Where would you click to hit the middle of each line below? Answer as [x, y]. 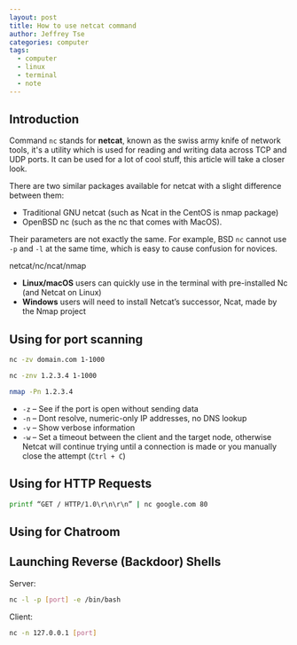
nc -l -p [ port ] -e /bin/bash [65, 600]
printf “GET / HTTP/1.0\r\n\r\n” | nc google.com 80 [109, 504]
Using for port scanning [76, 339]
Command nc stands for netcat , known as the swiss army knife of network [145, 141]
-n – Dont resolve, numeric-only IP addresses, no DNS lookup [134, 418]
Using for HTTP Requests [81, 484]
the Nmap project [54, 311]
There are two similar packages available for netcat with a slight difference [145, 186]
